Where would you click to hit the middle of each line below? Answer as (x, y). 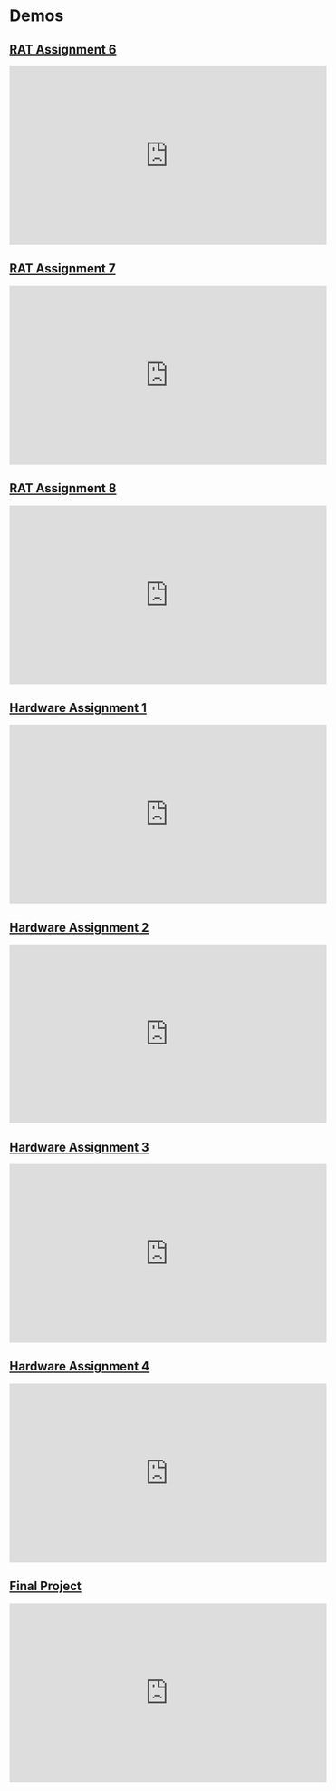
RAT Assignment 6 (63, 49)
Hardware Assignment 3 (79, 1147)
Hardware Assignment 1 (78, 708)
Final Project (45, 1586)
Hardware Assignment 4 (80, 1366)
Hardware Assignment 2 (79, 927)
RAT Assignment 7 (62, 269)
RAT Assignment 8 (63, 488)
